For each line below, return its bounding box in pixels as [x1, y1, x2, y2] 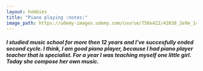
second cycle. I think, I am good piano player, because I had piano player [6, 45, 193, 52]
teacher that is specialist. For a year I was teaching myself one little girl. [6, 51, 192, 58]
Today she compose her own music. [6, 58, 99, 65]
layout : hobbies [6, 8, 47, 15]
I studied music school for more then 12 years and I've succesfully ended [6, 39, 194, 46]
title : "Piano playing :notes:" [6, 14, 88, 20]
